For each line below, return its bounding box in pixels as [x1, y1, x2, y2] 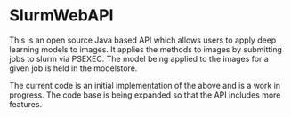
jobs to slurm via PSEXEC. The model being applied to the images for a [9, 53, 269, 64]
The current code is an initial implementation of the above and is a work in [9, 80, 281, 90]
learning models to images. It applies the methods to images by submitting [9, 43, 283, 54]
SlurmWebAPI [9, 5, 114, 26]
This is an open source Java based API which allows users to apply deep [9, 35, 277, 45]
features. [9, 98, 43, 109]
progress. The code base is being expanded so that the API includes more [9, 90, 281, 100]
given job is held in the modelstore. [9, 63, 138, 74]
